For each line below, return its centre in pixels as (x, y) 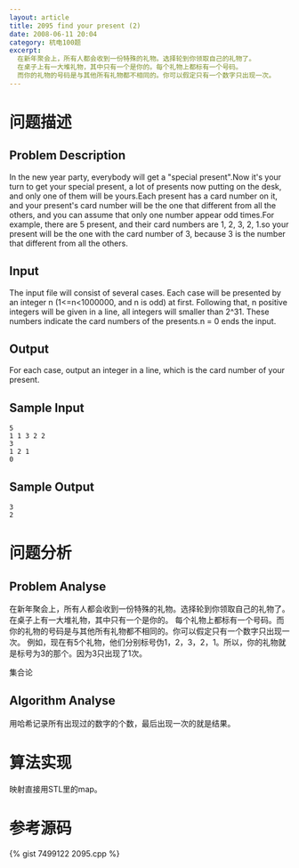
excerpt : (25, 51)
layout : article (39, 17)
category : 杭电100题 (45, 42)
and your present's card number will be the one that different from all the (143, 205)
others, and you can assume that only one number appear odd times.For (142, 215)
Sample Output (52, 487)
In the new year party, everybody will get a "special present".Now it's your (145, 177)
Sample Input (47, 407)
